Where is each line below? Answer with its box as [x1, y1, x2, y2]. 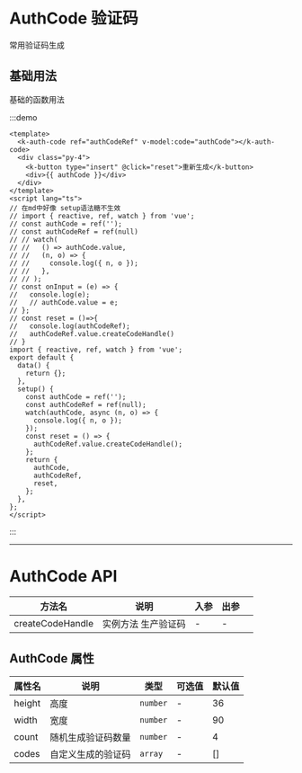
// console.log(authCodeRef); [9, 321, 130, 331]
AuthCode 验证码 [9, 8, 138, 29]
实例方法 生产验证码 [102, 618, 186, 630]
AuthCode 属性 [9, 651, 94, 666]
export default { [9, 352, 75, 362]
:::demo [9, 111, 38, 122]
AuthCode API [9, 565, 118, 586]
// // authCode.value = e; [9, 298, 119, 307]
